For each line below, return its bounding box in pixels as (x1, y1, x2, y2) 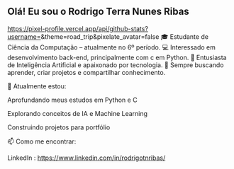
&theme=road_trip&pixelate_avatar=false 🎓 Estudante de (40, 32, 209, 41)
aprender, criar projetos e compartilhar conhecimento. (7, 68, 166, 76)
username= (7, 32, 41, 41)
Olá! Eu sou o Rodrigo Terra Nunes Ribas (7, 6, 189, 18)
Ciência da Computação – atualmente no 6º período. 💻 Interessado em (7, 42, 216, 52)
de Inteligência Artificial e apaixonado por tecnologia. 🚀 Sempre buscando (7, 60, 225, 69)
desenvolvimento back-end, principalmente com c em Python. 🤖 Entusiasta (7, 53, 227, 62)
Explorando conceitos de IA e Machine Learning (7, 109, 147, 117)
